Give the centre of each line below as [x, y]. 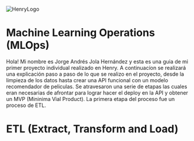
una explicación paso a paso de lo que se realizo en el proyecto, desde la [95, 74]
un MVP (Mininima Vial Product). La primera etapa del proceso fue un [91, 99]
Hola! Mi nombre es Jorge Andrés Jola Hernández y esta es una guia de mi [97, 61]
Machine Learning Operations [80, 33]
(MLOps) [28, 46]
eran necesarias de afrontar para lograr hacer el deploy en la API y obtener [97, 93]
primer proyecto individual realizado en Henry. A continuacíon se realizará [96, 68]
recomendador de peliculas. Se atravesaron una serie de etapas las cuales [97, 86]
